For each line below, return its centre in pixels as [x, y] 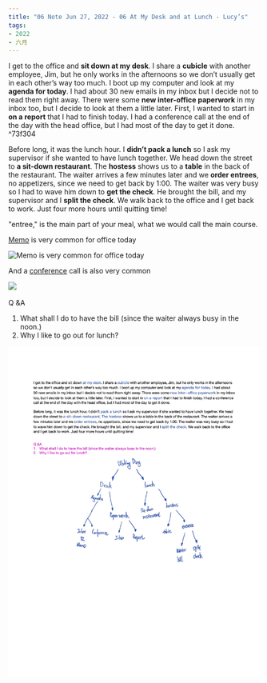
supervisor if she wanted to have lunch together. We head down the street [131, 158]
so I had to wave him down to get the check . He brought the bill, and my [127, 192]
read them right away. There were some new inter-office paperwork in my [132, 100]
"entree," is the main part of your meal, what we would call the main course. [133, 225]
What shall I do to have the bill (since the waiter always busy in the [130, 318]
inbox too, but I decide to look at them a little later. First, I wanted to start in [132, 109]
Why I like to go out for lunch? [69, 335]
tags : [17, 25]
